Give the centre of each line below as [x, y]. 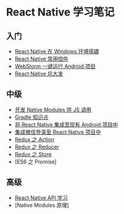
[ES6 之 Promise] [36, 162]
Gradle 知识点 [31, 117]
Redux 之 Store [33, 154]
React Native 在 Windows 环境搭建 [57, 51]
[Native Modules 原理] [42, 205]
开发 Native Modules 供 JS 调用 [53, 109]
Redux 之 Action [34, 139]
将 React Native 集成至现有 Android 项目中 [66, 124]
